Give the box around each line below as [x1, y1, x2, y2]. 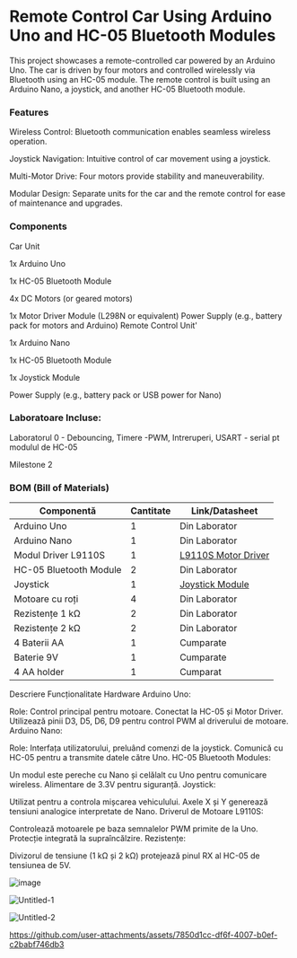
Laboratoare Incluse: [9, 411, 101, 424]
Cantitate [129, 505, 171, 517]
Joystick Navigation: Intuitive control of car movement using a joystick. [9, 154, 271, 164]
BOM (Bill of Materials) [9, 481, 109, 494]
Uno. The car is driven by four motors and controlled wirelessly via [9, 65, 256, 75]
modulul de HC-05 [9, 442, 78, 453]
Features [9, 106, 49, 119]
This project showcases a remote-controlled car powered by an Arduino [9, 55, 275, 66]
